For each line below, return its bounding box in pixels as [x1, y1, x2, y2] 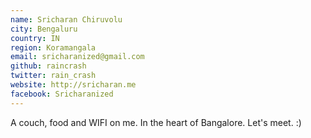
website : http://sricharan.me [10, 80, 137, 90]
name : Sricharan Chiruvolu [10, 14, 123, 25]
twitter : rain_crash [10, 71, 97, 81]
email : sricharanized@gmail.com [10, 52, 145, 62]
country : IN [10, 33, 60, 43]
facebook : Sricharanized [10, 89, 114, 99]
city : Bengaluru [10, 24, 78, 34]
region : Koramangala [10, 42, 97, 53]
